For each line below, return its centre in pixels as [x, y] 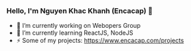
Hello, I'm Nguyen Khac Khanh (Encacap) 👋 [80, 11]
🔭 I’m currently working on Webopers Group [78, 26]
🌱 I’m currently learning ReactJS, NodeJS [75, 33]
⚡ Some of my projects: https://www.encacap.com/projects [100, 41]
